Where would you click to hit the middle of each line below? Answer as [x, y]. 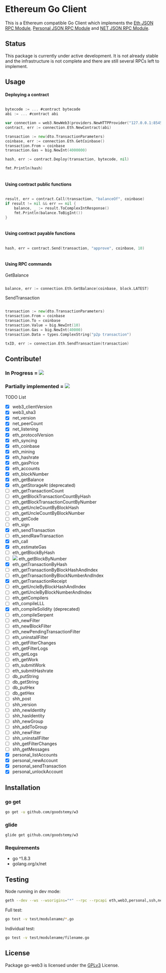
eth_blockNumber [30, 474]
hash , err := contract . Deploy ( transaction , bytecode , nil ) [67, 159]
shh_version [24, 704]
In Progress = [21, 373]
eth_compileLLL [28, 604]
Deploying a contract [27, 94]
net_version [24, 418]
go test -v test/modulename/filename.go [47, 938]
